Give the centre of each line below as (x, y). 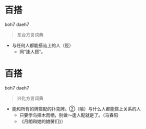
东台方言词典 (30, 34)
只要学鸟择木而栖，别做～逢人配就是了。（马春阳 (69, 115)
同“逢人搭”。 (32, 51)
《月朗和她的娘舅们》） (42, 121)
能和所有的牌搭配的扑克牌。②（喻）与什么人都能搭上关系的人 (76, 108)
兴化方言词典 (30, 98)
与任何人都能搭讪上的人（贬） (42, 45)
